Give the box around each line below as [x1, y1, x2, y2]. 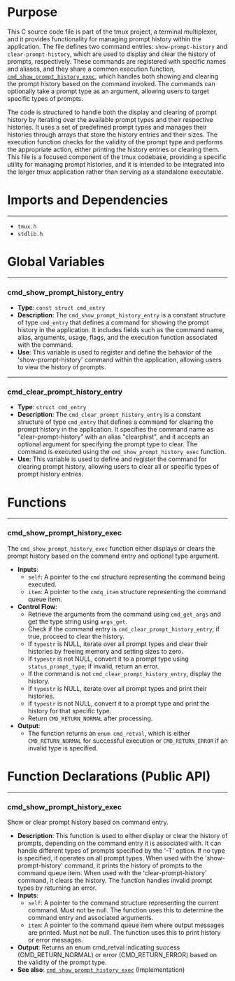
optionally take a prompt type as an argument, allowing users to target [7, 87, 210, 95]
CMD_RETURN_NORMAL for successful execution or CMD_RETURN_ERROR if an [27, 736, 228, 745]
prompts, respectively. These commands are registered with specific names [7, 57, 226, 65]
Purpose [7, 4, 58, 20]
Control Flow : [17, 602, 57, 610]
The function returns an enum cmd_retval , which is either [27, 729, 190, 737]
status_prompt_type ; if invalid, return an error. [27, 661, 159, 670]
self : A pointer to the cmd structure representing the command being [27, 572, 225, 581]
